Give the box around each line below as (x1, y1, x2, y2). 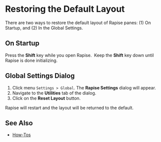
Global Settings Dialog (5, 72, 75, 80)
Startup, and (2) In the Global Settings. (5, 25, 83, 30)
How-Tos (12, 132, 31, 138)
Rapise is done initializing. (5, 57, 58, 63)
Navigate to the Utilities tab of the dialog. (12, 90, 97, 96)
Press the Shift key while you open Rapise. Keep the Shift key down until (5, 52, 154, 58)
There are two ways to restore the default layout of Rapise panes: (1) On (5, 20, 151, 26)
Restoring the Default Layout (5, 3, 125, 15)
